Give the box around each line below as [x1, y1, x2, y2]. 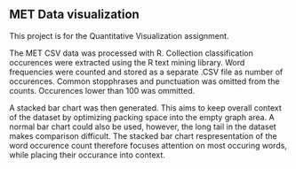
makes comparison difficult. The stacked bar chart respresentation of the [9, 130, 277, 141]
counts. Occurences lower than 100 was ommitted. [9, 85, 196, 96]
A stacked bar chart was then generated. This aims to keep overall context [9, 102, 282, 113]
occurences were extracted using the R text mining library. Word [9, 57, 245, 67]
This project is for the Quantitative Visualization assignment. [9, 30, 229, 41]
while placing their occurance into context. [9, 150, 166, 160]
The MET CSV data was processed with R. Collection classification [9, 48, 253, 58]
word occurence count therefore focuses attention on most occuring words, [9, 140, 287, 150]
